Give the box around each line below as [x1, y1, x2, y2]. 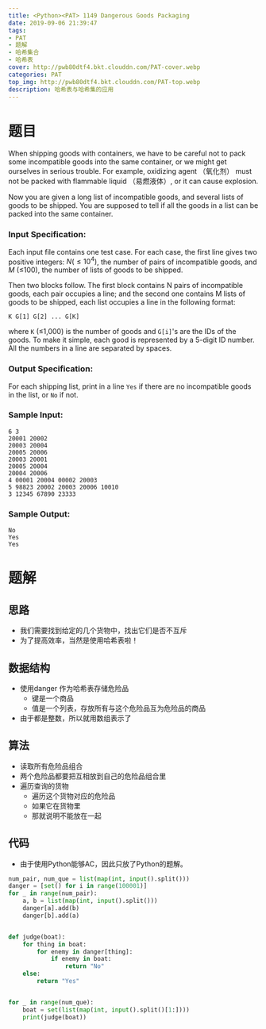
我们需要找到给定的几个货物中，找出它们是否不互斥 [19, 626, 187, 635]
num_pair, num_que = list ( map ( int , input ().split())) [8, 874, 191, 883]
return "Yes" [37, 977, 80, 985]
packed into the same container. [8, 209, 114, 219]
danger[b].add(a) [22, 912, 80, 920]
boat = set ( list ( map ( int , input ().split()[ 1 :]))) [22, 1005, 191, 1014]
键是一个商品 [31, 693, 74, 703]
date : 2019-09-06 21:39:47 [8, 19, 98, 27]
